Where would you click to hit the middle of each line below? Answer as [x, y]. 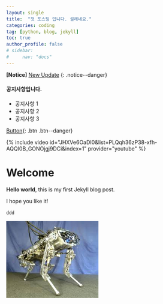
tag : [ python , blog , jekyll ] [43, 32]
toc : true [19, 38]
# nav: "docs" [29, 57]
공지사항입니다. [24, 89]
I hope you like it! [27, 201]
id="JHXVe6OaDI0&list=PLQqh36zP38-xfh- [103, 142]
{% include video [28, 142]
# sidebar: [20, 51]
